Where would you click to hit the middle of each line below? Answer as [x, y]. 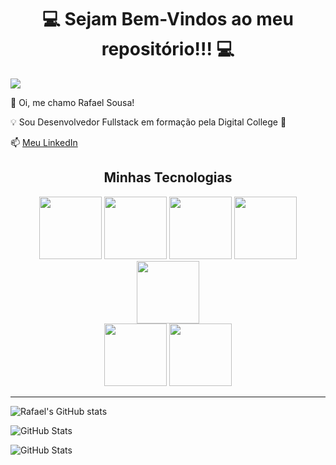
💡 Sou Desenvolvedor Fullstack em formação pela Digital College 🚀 [148, 122]
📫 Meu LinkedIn [44, 142]
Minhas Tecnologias [168, 177]
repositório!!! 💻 [168, 49]
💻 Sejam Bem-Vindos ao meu [168, 19]
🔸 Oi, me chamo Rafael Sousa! [72, 102]
